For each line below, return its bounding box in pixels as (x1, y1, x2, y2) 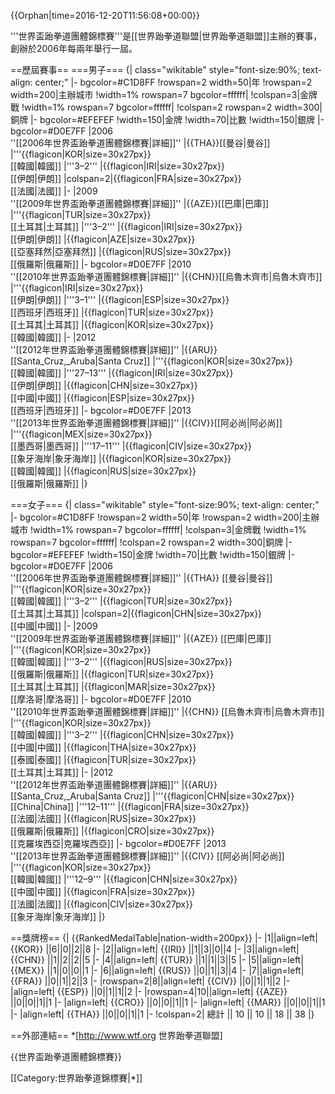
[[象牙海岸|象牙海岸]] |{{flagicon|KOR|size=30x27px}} (10, 453, 232, 464)
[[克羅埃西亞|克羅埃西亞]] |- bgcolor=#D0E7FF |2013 (10, 838, 227, 849)
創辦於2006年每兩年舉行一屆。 (10, 43, 138, 54)
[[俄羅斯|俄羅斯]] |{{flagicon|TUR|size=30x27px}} (10, 668, 214, 680)
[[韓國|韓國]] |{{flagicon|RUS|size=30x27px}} (10, 465, 197, 477)
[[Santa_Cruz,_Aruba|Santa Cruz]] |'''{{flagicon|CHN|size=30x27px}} (10, 790, 295, 802)
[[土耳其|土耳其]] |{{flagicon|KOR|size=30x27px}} (10, 319, 215, 330)
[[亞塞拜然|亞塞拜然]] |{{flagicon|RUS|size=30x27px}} (10, 246, 232, 257)
